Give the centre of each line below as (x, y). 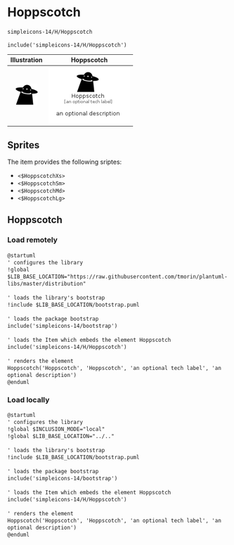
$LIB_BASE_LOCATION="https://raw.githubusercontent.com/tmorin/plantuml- (118, 276)
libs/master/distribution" (47, 283)
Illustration (27, 60)
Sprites (24, 145)
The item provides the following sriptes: (65, 162)
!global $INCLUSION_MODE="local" (56, 429)
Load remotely (33, 240)
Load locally (28, 399)
